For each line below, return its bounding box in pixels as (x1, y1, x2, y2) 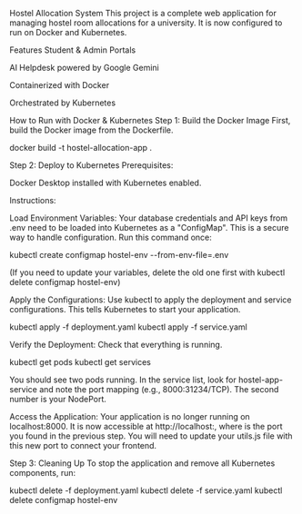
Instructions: (9, 195, 56, 205)
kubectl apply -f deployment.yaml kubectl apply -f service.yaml (9, 321, 247, 332)
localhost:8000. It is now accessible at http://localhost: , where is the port (9, 421, 283, 431)
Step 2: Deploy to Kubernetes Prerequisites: (9, 160, 174, 171)
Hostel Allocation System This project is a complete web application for (9, 8, 277, 18)
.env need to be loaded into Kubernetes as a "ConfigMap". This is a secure (9, 222, 289, 232)
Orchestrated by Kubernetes (9, 97, 116, 108)
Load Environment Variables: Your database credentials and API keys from (9, 213, 288, 223)
